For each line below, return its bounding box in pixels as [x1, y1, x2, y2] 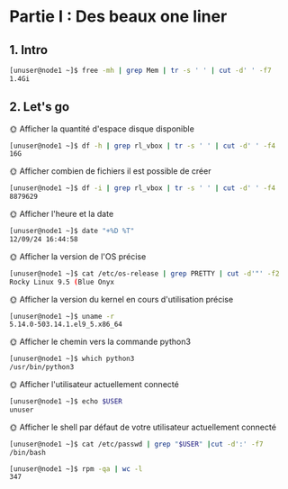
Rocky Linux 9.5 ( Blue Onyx [9, 277, 115, 286]
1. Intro [9, 42, 48, 58]
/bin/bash [9, 448, 47, 457]
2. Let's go [9, 99, 70, 114]
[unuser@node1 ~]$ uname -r [9, 312, 115, 321]
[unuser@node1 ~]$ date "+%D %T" [9, 227, 135, 236]
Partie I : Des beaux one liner [9, 6, 228, 27]
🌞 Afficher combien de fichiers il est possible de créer [9, 166, 211, 177]
